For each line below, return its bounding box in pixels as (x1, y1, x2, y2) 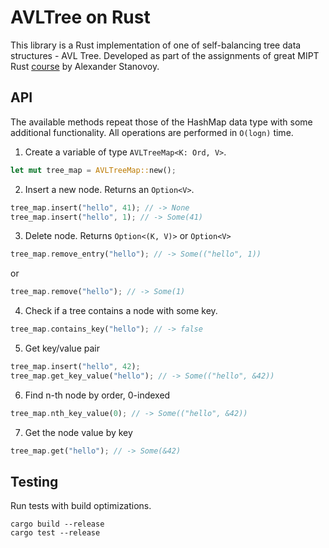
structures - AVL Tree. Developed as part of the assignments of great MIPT (10, 49, 320, 61)
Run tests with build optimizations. (10, 500, 152, 512)
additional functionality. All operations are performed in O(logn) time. (10, 126, 294, 138)
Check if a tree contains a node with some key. (24, 305, 218, 317)
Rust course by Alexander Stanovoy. (10, 60, 160, 72)
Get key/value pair (24, 342, 100, 354)
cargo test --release (10, 528, 101, 538)
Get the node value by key (24, 426, 133, 438)
